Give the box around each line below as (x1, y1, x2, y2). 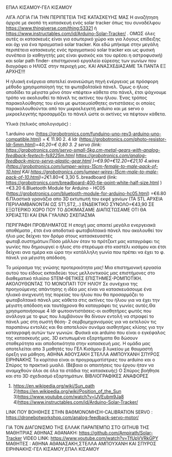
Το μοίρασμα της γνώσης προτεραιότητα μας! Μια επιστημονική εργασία (6, 264, 161, 270)
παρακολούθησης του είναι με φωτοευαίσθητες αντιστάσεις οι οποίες (6, 100, 155, 106)
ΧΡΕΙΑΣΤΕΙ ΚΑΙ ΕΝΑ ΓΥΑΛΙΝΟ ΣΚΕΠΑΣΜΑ (6, 212, 95, 218)
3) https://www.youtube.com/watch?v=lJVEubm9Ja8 (13, 394, 124, 400)
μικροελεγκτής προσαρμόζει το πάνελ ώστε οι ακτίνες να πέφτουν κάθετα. (6, 111, 166, 117)
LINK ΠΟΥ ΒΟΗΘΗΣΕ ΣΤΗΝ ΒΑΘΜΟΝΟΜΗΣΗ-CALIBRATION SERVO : (6, 409, 153, 415)
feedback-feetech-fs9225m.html (6, 153, 75, 158)
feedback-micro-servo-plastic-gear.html (6, 158, 91, 164)
